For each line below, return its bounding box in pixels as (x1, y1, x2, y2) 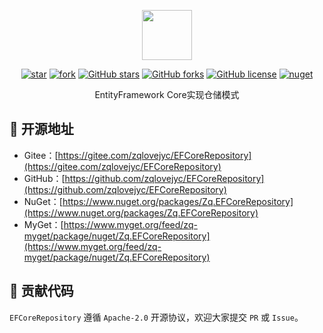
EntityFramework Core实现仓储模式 (94, 89, 240, 100)
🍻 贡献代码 (9, 283, 74, 300)
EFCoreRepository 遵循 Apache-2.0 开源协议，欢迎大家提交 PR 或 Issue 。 (9, 311, 304, 323)
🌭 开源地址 (9, 121, 74, 138)
